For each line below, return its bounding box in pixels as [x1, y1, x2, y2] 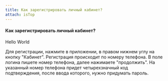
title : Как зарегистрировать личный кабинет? [5, 7, 102, 13]
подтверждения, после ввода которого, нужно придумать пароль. [5, 70, 149, 76]
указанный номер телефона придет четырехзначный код [5, 64, 129, 70]
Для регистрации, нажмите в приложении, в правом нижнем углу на [5, 48, 155, 54]
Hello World [5, 39, 30, 45]
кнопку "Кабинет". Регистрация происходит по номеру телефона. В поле [5, 54, 163, 60]
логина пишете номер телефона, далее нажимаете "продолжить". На [5, 59, 155, 65]
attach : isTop [5, 12, 35, 17]
